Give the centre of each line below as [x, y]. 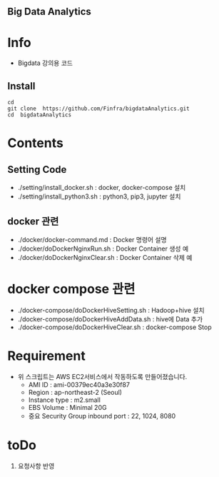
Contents [36, 143]
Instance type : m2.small [65, 400]
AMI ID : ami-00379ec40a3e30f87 [79, 384]
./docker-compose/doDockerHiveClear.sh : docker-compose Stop [114, 327]
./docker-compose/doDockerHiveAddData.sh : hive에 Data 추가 [110, 319]
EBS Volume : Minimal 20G [67, 407]
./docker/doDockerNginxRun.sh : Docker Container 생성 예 [103, 248]
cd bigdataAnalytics [40, 115]
